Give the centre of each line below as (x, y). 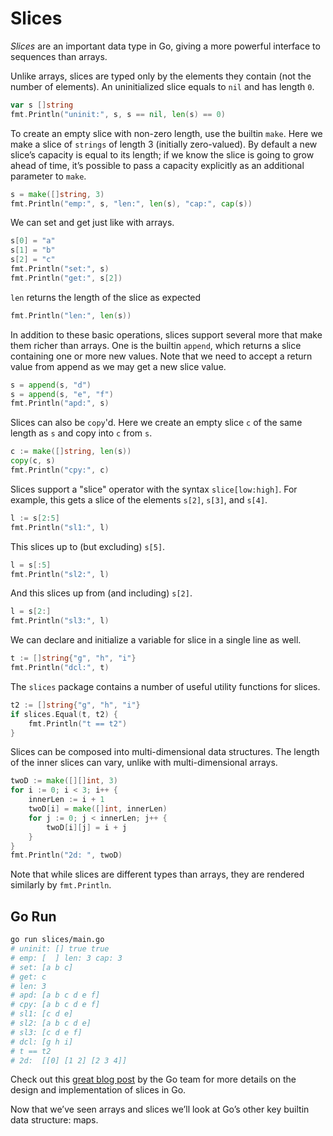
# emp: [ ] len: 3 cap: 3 (66, 958)
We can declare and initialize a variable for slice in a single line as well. (156, 640)
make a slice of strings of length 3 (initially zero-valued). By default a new (164, 144)
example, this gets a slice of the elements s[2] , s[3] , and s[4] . (139, 499)
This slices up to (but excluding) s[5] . (88, 546)
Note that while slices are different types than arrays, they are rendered (157, 874)
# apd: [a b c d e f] (55, 995)
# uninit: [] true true (60, 949)
